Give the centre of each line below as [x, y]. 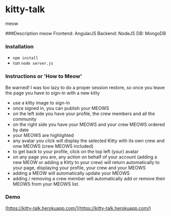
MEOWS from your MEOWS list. [46, 184]
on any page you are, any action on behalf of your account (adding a [85, 157]
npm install [25, 58]
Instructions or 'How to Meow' [44, 76]
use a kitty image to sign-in [41, 102]
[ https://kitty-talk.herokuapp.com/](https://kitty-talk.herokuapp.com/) [78, 208]
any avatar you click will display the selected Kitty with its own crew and [89, 141]
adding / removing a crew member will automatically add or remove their [89, 178]
